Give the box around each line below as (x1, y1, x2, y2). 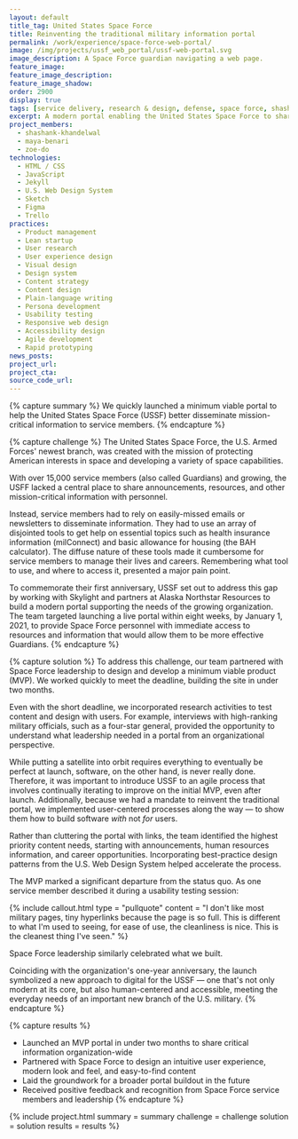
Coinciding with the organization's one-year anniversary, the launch (9, 965, 257, 977)
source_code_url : (9, 376, 74, 385)
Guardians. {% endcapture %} (9, 639, 120, 650)
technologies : (9, 153, 62, 162)
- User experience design (17, 252, 114, 262)
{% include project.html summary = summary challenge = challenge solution (9, 1111, 289, 1122)
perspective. (9, 740, 55, 750)
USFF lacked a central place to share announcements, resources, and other (9, 482, 286, 493)
